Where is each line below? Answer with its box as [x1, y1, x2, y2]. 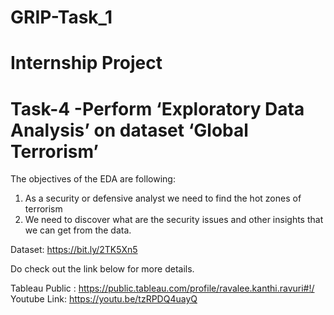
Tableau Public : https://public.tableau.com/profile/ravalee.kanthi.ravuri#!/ [10, 282, 315, 295]
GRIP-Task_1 [10, 6, 113, 29]
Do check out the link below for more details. [10, 263, 195, 275]
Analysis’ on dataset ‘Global [10, 119, 249, 141]
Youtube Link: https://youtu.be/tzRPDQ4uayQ [10, 293, 198, 305]
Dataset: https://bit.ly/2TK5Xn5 [10, 244, 138, 256]
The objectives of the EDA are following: [10, 173, 176, 185]
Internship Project [10, 52, 163, 75]
